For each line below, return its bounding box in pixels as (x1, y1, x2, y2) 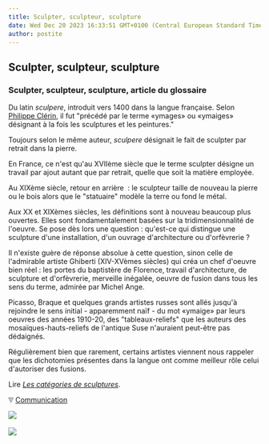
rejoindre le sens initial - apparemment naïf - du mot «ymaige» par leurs (8, 306, 246, 316)
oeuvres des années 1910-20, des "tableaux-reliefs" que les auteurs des (8, 314, 247, 324)
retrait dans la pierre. (8, 144, 78, 154)
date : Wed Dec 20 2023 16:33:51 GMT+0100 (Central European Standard (8, 21, 246, 30)
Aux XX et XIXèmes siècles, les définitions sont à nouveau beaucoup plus (8, 207, 251, 217)
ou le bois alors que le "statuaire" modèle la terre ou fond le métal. (8, 192, 227, 202)
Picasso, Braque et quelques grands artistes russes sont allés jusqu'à (8, 298, 238, 307)
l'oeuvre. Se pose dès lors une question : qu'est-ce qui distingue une (8, 224, 236, 234)
